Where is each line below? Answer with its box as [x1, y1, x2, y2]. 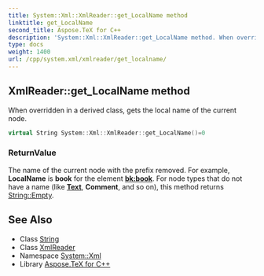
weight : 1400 [8, 48, 51, 56]
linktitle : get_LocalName [8, 19, 93, 27]
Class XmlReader [19, 242, 76, 252]
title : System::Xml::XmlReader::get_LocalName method [8, 11, 189, 20]
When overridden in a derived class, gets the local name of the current [8, 105, 237, 115]
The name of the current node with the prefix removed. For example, [8, 165, 230, 175]
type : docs [8, 41, 44, 49]
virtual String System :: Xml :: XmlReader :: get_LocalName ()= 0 [8, 129, 206, 137]
